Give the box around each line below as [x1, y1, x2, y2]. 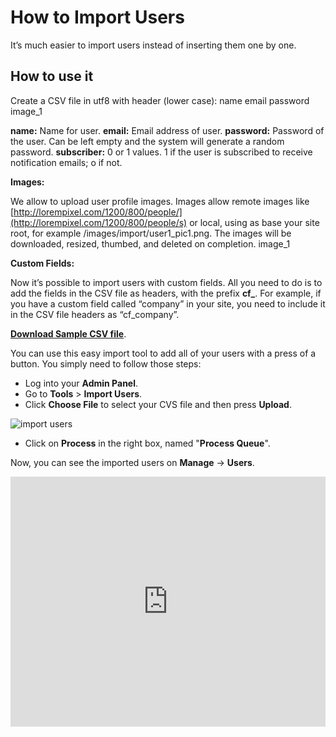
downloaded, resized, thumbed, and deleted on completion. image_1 [10, 237, 291, 250]
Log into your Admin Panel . [24, 377, 139, 389]
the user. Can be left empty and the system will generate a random [10, 135, 285, 147]
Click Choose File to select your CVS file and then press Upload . [24, 398, 292, 410]
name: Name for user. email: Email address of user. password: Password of [10, 124, 325, 136]
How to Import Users [10, 6, 185, 29]
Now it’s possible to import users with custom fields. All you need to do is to [10, 276, 323, 288]
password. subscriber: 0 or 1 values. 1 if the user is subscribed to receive [10, 146, 313, 158]
